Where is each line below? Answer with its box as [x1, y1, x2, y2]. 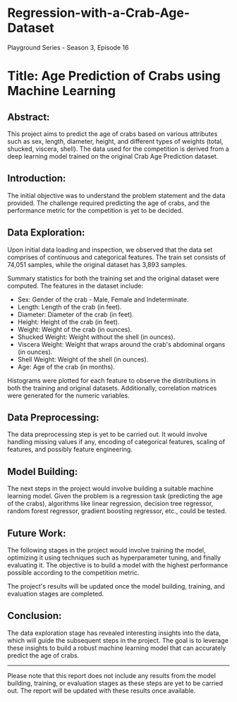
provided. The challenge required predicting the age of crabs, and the [7, 199, 210, 207]
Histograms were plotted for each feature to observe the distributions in [7, 376, 217, 385]
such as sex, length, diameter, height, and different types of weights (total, [7, 137, 224, 145]
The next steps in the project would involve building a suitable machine [7, 484, 214, 493]
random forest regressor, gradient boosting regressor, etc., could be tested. [7, 507, 227, 515]
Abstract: [7, 111, 50, 123]
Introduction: [7, 173, 66, 185]
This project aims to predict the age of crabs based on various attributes [7, 129, 218, 138]
